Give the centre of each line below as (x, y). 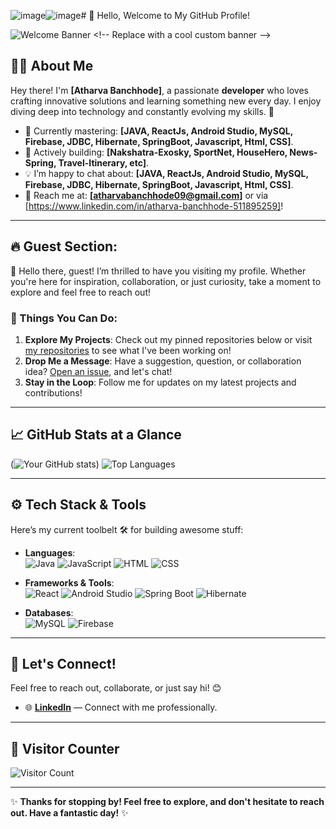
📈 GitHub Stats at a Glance (96, 435)
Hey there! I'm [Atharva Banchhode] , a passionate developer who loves (159, 90)
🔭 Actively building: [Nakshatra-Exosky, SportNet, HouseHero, (156, 152)
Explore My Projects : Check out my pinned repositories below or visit (168, 339)
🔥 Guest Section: (64, 246)
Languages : (50, 552)
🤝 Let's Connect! (63, 663)
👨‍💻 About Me (52, 66)
